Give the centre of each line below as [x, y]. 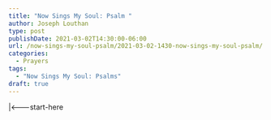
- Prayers [32, 62]
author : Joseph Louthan [49, 24]
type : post [27, 31]
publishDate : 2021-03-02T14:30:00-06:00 [78, 39]
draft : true [28, 84]
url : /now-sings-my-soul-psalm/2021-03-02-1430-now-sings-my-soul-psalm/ [136, 46]
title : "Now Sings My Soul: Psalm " [70, 16]
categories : [28, 54]
